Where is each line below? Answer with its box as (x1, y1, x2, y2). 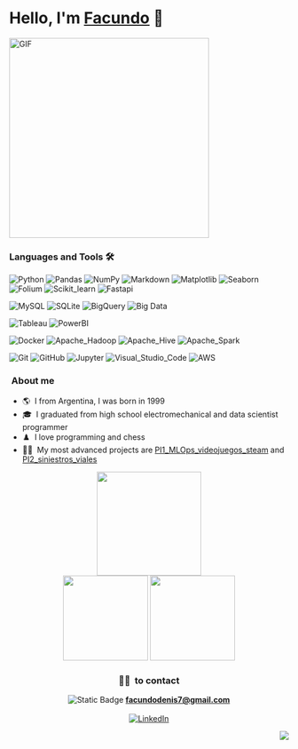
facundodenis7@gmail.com (125, 695, 231, 705)
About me (11, 375, 55, 387)
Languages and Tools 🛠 (9, 251, 115, 263)
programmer (21, 421, 68, 432)
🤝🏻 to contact (118, 674, 180, 687)
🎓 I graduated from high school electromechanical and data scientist (21, 409, 278, 419)
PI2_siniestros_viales (21, 453, 98, 465)
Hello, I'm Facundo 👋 (9, 8, 164, 28)
